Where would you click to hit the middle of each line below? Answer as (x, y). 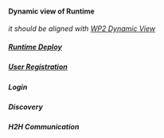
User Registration (38, 67)
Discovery (26, 106)
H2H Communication (44, 127)
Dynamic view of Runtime (52, 11)
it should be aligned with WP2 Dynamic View (82, 29)
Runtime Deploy (35, 47)
